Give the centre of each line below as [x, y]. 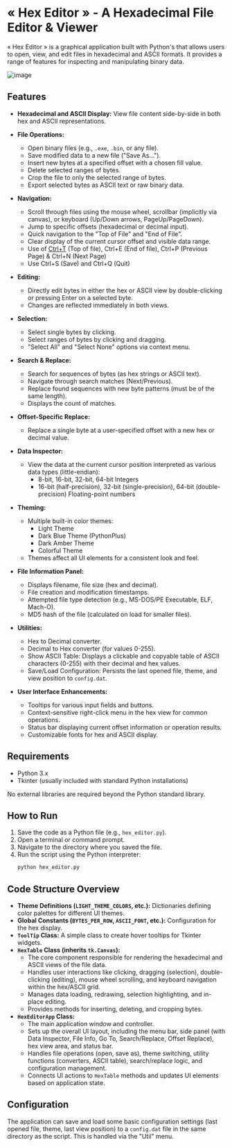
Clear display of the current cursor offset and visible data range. [119, 241]
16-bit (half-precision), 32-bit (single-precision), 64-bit [116, 486]
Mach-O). [41, 606]
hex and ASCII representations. [61, 121]
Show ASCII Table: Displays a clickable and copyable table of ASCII [124, 656]
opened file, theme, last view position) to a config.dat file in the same [107, 1129]
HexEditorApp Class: [46, 1016]
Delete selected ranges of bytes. [74, 170]
